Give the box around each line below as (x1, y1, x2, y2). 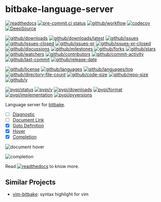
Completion (12, 134, 37, 140)
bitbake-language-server (5, 4, 114, 15)
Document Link (12, 117, 44, 123)
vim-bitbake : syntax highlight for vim (12, 191, 89, 197)
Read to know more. (5, 163, 79, 169)
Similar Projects (5, 178, 56, 186)
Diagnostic (12, 111, 35, 117)
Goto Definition (12, 123, 44, 129)
